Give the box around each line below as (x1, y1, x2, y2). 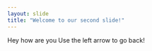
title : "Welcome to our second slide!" (7, 17, 125, 24)
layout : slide (7, 10, 49, 17)
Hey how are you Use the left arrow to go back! (7, 36, 145, 44)
